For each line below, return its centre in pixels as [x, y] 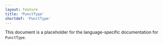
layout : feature [21, 9]
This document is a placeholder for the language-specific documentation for [82, 32]
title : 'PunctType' [25, 14]
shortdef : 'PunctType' [28, 18]
